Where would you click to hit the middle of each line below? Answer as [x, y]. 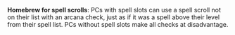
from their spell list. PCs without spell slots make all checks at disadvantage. [118, 24]
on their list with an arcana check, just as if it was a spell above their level [114, 17]
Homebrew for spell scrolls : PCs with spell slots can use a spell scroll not [114, 10]
